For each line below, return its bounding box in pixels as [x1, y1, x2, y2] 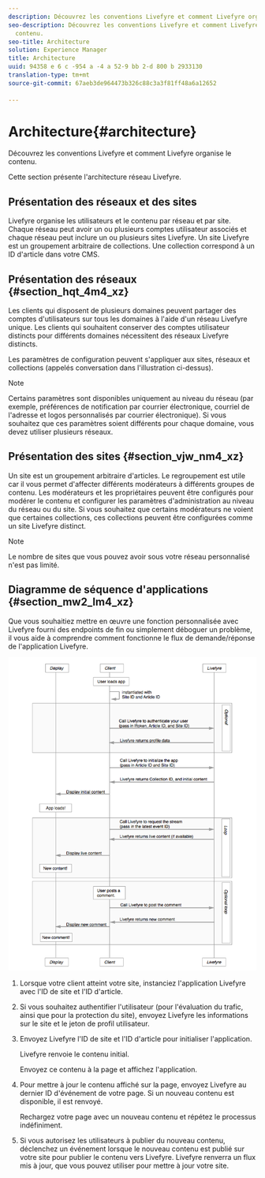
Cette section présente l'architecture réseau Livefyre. [8, 172, 181, 181]
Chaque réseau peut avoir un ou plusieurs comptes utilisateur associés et [8, 225, 247, 234]
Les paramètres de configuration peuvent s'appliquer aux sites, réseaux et [8, 355, 251, 365]
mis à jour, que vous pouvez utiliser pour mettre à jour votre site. [19, 1161, 230, 1171]
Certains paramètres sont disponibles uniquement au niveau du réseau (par [8, 394, 254, 403]
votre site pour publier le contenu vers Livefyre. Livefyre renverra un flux [19, 1153, 256, 1162]
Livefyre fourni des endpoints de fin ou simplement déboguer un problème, [8, 624, 252, 634]
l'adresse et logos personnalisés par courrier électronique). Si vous [8, 410, 227, 420]
